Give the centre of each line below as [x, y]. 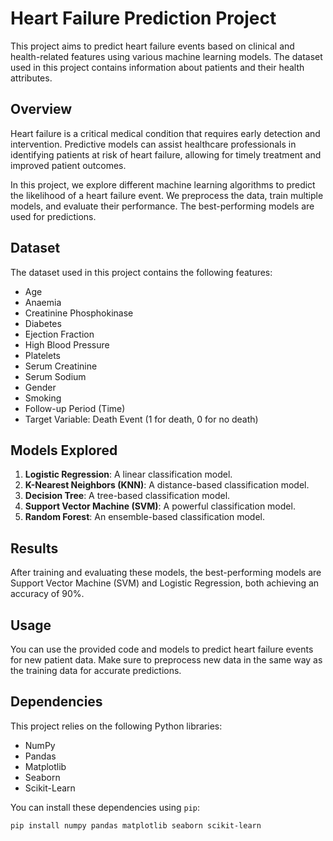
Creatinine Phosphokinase [79, 313]
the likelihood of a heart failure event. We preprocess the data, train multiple [167, 195]
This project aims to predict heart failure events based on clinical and [152, 46]
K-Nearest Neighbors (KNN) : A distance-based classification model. [167, 485]
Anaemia [43, 302]
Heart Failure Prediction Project [143, 18]
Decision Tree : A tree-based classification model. [127, 496]
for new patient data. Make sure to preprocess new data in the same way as [166, 660]
